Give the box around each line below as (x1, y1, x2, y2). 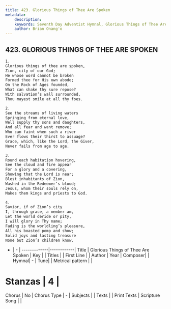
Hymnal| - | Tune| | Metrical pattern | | (12, 258, 93, 264)
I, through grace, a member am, (5, 209, 74, 214)
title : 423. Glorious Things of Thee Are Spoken (5, 7, 110, 13)
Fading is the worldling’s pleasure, (5, 223, 85, 229)
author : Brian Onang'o (14, 26, 63, 32)
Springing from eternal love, (5, 115, 70, 120)
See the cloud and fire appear (5, 162, 72, 167)
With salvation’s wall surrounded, (5, 92, 81, 97)
